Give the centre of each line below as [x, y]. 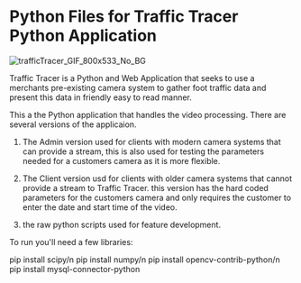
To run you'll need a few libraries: [71, 242]
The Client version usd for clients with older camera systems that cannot [157, 178]
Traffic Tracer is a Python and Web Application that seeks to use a [132, 78]
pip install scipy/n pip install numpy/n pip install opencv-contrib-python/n [145, 260]
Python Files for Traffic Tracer [124, 17]
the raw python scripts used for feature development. [122, 224]
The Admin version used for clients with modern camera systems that [151, 141]
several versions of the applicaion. [73, 124]
